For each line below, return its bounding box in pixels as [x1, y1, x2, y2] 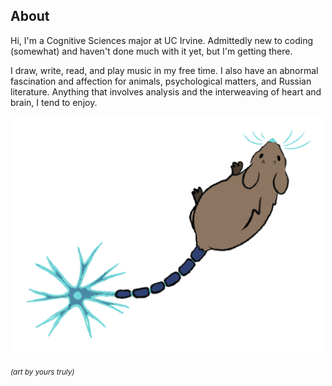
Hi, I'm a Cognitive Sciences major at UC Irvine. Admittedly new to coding [10, 34, 314, 46]
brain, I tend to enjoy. [10, 96, 98, 108]
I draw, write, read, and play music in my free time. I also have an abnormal [10, 64, 319, 76]
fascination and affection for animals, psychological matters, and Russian [10, 75, 312, 87]
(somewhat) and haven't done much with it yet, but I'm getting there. [10, 45, 293, 57]
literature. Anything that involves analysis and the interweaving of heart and [10, 85, 322, 98]
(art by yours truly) [10, 367, 75, 378]
